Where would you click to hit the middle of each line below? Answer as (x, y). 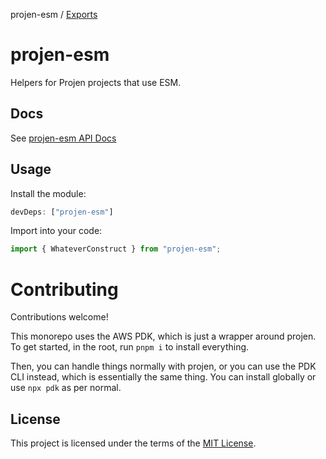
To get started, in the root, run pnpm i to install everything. (130, 347)
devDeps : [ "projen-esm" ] (62, 212)
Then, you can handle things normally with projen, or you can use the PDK (163, 366)
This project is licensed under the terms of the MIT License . (133, 443)
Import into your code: (56, 231)
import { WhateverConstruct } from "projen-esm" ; (116, 249)
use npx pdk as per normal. (66, 388)
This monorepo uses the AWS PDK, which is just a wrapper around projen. (163, 336)
